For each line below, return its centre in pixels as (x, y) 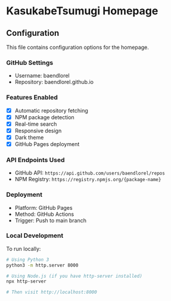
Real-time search (36, 124)
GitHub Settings (30, 63)
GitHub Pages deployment (47, 144)
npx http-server (26, 281)
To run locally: (24, 249)
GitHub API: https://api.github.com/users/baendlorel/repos (90, 173)
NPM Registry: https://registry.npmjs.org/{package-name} (88, 179)
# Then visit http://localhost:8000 (52, 292)
